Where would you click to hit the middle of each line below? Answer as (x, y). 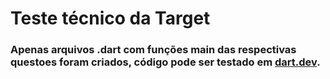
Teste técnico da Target (110, 18)
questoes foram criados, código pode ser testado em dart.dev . (165, 62)
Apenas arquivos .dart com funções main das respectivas (153, 50)
